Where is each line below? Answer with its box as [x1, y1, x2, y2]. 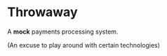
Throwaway [7, 4, 78, 20]
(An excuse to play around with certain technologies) [7, 41, 160, 49]
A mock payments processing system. [7, 27, 119, 36]
